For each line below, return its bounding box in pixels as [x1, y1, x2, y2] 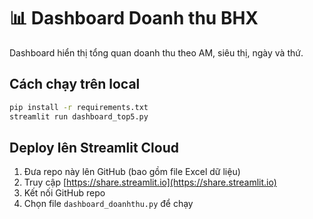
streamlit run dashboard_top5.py [9, 111, 149, 122]
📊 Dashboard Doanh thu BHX [9, 7, 259, 30]
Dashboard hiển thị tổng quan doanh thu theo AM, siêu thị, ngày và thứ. [9, 46, 304, 59]
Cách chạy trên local [9, 76, 141, 93]
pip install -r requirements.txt [9, 102, 149, 112]
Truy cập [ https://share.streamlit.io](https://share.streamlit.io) [23, 176, 277, 189]
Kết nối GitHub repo [23, 187, 106, 199]
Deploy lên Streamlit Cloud [9, 139, 179, 156]
